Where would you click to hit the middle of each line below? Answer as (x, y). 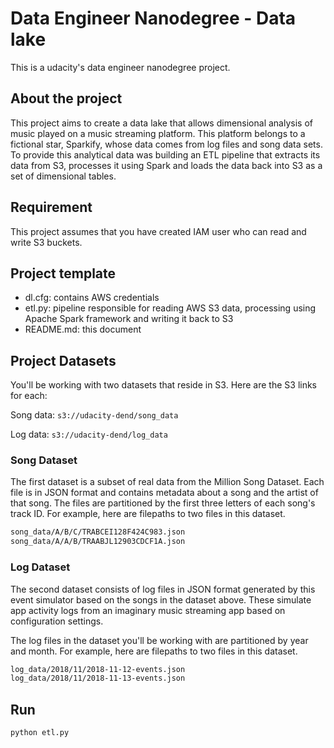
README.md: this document (83, 329)
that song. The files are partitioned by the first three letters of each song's (163, 503)
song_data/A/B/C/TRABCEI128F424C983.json (98, 532)
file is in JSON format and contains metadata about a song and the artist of (164, 493)
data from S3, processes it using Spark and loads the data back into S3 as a (166, 165)
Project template (63, 273)
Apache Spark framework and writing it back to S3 (129, 319)
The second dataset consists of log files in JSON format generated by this (163, 589)
